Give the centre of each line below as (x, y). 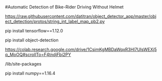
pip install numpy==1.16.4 (30, 73)
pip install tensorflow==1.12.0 (34, 31)
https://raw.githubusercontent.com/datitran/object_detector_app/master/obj (81, 16)
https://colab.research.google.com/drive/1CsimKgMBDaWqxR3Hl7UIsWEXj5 (81, 49)
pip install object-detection (32, 40)
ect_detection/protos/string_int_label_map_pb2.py (55, 21)
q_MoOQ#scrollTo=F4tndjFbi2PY (38, 54)
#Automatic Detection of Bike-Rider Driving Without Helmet (64, 7)
